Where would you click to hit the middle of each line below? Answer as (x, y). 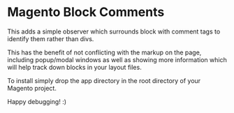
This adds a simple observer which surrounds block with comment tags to (114, 31)
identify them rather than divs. (51, 38)
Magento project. (32, 88)
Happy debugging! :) (37, 101)
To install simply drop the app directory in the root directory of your (104, 80)
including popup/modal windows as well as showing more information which (117, 59)
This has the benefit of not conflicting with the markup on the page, (104, 52)
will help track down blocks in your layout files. (74, 67)
